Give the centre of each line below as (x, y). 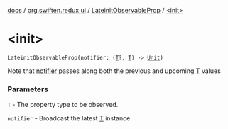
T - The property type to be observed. (63, 105)
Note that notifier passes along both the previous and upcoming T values (114, 71)
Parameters (28, 89)
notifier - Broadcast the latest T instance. (70, 118)
